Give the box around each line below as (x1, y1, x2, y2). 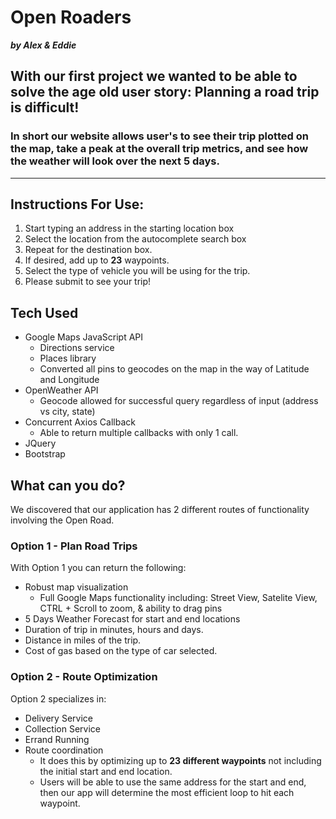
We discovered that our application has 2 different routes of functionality (10, 504, 310, 516)
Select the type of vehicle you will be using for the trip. (24, 265, 251, 277)
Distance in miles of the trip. (24, 634, 142, 646)
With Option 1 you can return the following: (10, 562, 187, 574)
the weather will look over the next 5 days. (10, 154, 220, 168)
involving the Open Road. (10, 514, 115, 526)
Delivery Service (24, 712, 93, 724)
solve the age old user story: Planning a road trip (10, 84, 320, 101)
